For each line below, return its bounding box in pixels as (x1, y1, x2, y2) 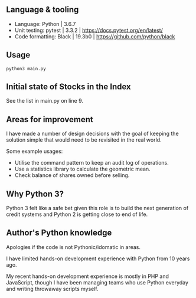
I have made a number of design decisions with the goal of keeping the (6, 130, 179, 137)
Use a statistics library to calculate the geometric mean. (14, 165, 151, 173)
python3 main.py (6, 66, 46, 71)
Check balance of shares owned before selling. (14, 172, 130, 179)
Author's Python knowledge (6, 228, 112, 238)
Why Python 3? (6, 189, 64, 199)
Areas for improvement (6, 114, 93, 125)
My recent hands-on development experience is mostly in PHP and (6, 273, 169, 280)
